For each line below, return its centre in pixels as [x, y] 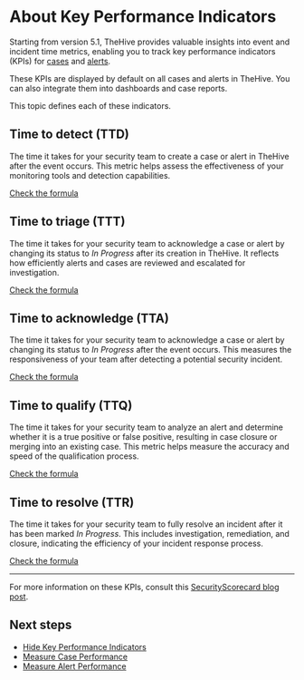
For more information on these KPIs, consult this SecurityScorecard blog [144, 587]
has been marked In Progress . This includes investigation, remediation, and [149, 534]
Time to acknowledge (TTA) [89, 318]
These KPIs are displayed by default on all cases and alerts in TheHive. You [150, 78]
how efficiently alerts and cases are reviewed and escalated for [128, 262]
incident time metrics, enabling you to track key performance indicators [142, 51]
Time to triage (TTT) [67, 222]
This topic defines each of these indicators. [90, 105]
